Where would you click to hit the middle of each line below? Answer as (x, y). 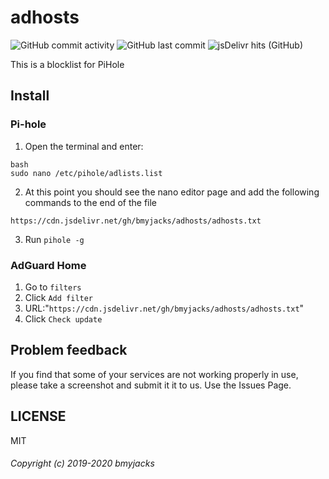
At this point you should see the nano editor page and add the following (172, 192)
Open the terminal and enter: (84, 146)
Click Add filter (59, 297)
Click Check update (63, 318)
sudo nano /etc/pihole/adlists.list (86, 173)
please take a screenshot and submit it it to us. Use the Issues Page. (151, 385)
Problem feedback (69, 350)
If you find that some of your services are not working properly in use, (154, 374)
